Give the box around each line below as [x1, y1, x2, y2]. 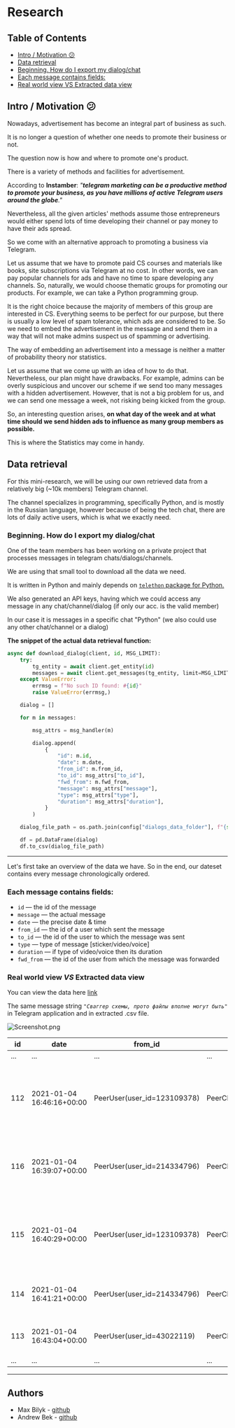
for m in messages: [20, 714, 77, 721]
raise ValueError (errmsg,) [32, 689, 111, 696]
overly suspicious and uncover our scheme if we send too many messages [7, 381, 222, 389]
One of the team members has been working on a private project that [7, 546, 207, 554]
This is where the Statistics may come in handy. [7, 438, 145, 447]
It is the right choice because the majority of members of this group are [7, 302, 213, 310]
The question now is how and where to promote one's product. [7, 153, 189, 162]
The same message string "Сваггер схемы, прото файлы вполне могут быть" [7, 1002, 228, 1010]
